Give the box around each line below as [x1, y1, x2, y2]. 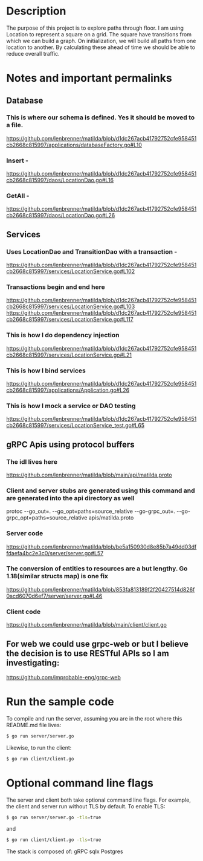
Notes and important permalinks [6, 71, 172, 85]
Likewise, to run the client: [6, 744, 72, 751]
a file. [6, 121, 24, 130]
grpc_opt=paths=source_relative [6, 514, 88, 521]
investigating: [6, 658, 60, 668]
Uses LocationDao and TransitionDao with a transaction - [6, 247, 178, 256]
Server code [6, 529, 43, 538]
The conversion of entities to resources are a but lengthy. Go [6, 564, 188, 573]
